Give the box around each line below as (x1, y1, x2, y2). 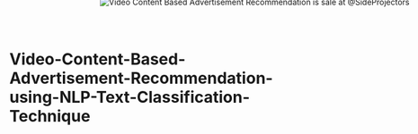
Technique (9, 106, 91, 127)
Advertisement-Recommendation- (9, 68, 273, 88)
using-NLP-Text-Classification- (9, 88, 250, 107)
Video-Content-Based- (9, 49, 186, 70)
